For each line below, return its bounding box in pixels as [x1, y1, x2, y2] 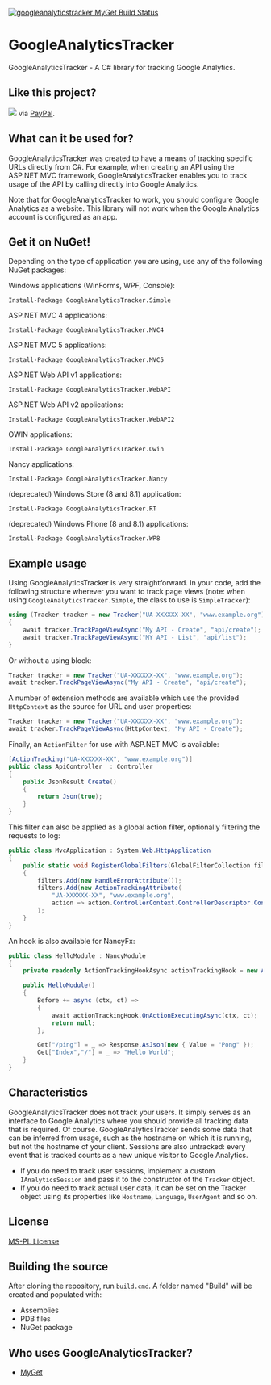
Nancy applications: [8, 460, 75, 469]
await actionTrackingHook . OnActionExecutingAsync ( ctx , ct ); [51, 1011, 258, 1019]
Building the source [8, 1260, 109, 1274]
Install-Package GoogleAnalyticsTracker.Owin [8, 445, 164, 454]
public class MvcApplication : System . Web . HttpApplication [8, 846, 211, 855]
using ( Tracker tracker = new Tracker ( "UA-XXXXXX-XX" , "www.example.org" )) [8, 611, 269, 619]
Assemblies [19, 1305, 59, 1316]
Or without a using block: [8, 655, 92, 665]
